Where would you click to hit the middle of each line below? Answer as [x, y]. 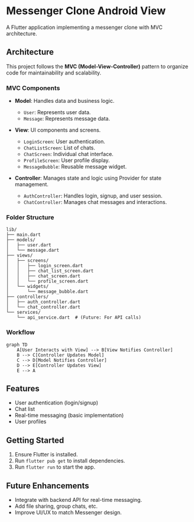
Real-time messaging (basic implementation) [69, 416]
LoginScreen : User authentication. [64, 142]
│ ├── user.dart [29, 245]
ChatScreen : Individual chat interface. [68, 154]
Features [23, 389]
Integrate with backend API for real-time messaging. [78, 500]
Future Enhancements [48, 486]
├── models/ [21, 240]
